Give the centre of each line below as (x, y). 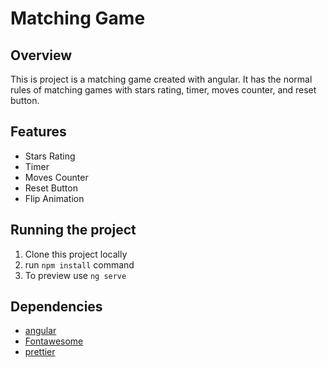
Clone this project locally (76, 254)
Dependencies (56, 307)
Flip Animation (54, 198)
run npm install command (79, 264)
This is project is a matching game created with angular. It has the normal (161, 79)
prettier (40, 352)
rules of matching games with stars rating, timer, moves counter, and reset (163, 90)
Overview (41, 55)
